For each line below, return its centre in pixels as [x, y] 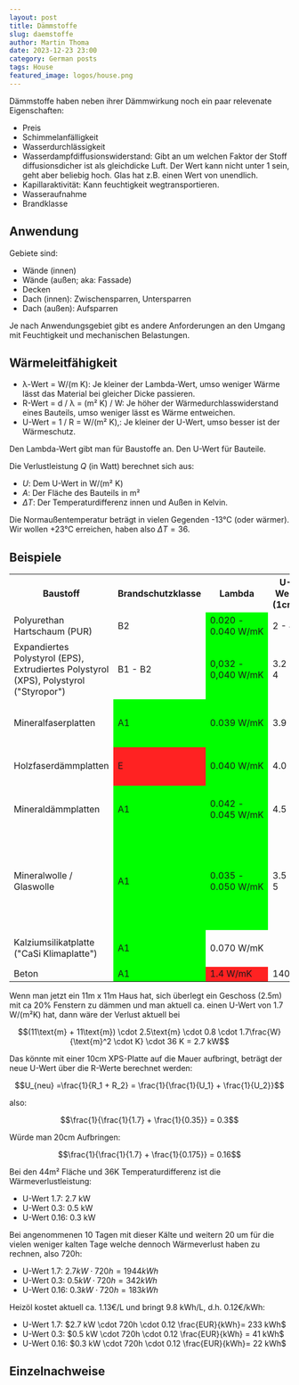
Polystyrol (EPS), [49, 658]
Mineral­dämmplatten [57, 809]
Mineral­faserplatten [55, 722]
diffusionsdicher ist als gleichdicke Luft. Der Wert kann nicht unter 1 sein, [156, 165]
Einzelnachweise [57, 1371]
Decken [36, 289]
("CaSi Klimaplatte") [56, 953]
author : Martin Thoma [49, 42]
